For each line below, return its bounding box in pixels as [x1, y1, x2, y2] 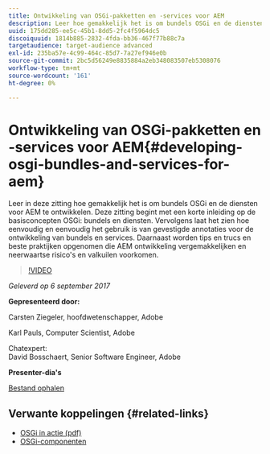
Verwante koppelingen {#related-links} [8, 407, 209, 420]
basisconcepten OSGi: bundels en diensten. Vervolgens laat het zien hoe [8, 216, 250, 225]
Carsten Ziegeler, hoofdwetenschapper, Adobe [8, 312, 163, 322]
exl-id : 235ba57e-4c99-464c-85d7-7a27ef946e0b [8, 49, 167, 57]
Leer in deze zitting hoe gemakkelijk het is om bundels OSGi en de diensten [8, 199, 259, 208]
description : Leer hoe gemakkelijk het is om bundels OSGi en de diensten [8, 19, 264, 27]
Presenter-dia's [8, 368, 62, 378]
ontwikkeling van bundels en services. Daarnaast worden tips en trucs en [8, 233, 252, 242]
